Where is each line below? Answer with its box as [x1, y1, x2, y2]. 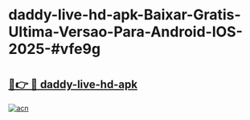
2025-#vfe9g [8, 40, 101, 58]
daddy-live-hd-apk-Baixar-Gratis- [8, 6, 241, 24]
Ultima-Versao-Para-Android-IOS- [8, 23, 244, 41]
